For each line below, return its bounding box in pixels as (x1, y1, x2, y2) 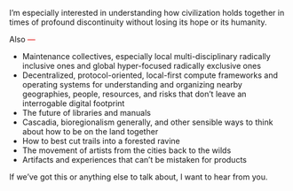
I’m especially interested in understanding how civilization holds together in (9, 8, 285, 18)
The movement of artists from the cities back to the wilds (21, 145, 232, 156)
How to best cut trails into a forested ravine (21, 136, 180, 146)
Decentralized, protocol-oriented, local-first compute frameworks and (21, 70, 278, 80)
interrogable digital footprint (21, 98, 125, 109)
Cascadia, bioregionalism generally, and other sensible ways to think (21, 117, 273, 127)
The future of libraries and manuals (21, 108, 151, 118)
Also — (9, 34, 36, 44)
